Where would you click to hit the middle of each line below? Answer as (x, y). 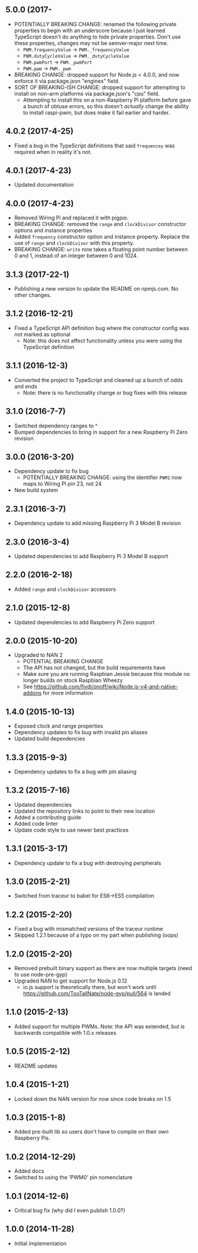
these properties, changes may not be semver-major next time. (91, 43)
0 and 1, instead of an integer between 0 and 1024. (76, 256)
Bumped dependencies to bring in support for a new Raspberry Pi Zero (101, 432)
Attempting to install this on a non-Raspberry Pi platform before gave (107, 100)
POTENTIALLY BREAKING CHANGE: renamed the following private (95, 24)
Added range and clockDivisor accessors (65, 589)
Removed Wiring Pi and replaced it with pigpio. (71, 218)
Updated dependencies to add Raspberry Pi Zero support (84, 622)
